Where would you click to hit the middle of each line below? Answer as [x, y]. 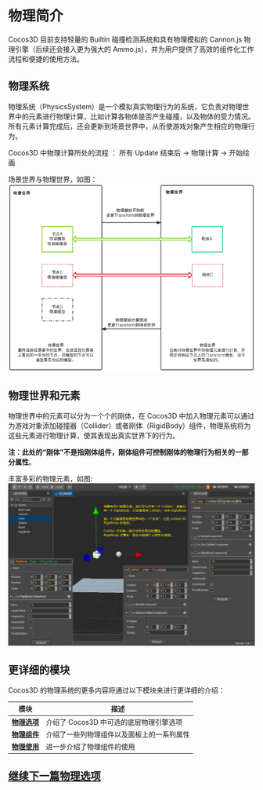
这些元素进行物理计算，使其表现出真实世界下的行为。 [94, 435]
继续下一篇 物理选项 [54, 776]
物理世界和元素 [44, 395]
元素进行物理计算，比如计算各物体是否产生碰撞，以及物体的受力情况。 [142, 116]
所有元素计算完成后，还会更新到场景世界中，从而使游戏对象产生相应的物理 [128, 126]
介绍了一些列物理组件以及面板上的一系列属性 [118, 734]
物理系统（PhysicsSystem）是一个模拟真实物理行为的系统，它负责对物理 [125, 106]
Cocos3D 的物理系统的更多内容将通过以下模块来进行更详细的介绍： [117, 690]
